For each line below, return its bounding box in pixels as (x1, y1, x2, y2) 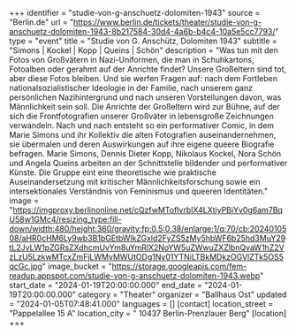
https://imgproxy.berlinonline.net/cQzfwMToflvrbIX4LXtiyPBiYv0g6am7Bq (12, 205, 283, 215)
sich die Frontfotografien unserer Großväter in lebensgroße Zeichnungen (9, 110, 274, 121)
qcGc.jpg (9, 261, 42, 271)
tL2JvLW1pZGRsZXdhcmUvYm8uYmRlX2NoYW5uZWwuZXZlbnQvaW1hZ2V (9, 242, 285, 253)
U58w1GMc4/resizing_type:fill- (9, 214, 122, 225)
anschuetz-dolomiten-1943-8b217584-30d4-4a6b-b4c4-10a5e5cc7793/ (9, 27, 276, 36)
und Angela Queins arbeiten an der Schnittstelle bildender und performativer (9, 158, 288, 168)
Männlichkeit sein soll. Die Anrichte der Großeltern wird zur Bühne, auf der (9, 102, 280, 111)
